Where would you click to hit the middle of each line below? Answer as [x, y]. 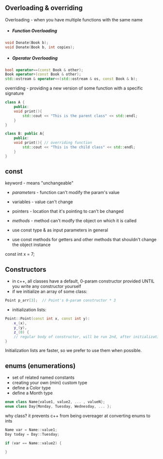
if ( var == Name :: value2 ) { [33, 443]
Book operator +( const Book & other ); [43, 74]
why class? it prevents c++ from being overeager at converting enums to [78, 416]
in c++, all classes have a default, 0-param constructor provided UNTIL [83, 281]
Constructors [26, 269]
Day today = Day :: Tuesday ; [32, 434]
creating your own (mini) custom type [49, 383]
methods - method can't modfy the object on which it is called [74, 221]
